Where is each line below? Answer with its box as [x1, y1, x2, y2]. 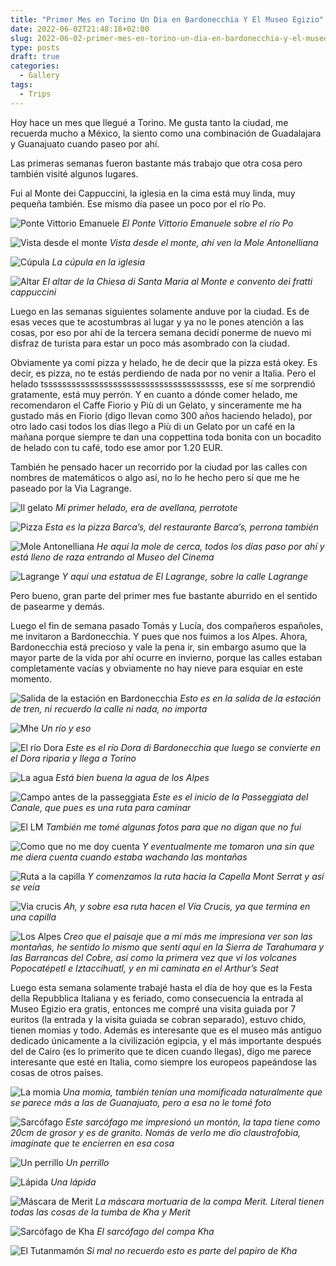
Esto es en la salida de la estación [179, 692, 322, 704]
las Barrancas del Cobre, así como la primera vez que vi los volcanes [10, 951, 298, 963]
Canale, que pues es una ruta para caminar [10, 801, 192, 813]
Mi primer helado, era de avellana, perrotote [54, 501, 238, 513]
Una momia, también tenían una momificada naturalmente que [62, 1086, 323, 1098]
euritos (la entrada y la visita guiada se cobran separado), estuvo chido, [10, 1013, 307, 1025]
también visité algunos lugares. [10, 167, 139, 180]
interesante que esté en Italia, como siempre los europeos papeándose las [10, 1056, 318, 1068]
